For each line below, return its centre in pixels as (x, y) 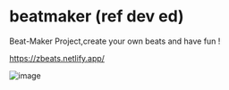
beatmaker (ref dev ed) (97, 16)
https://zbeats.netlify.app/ (57, 58)
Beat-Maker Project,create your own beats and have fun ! (115, 41)
